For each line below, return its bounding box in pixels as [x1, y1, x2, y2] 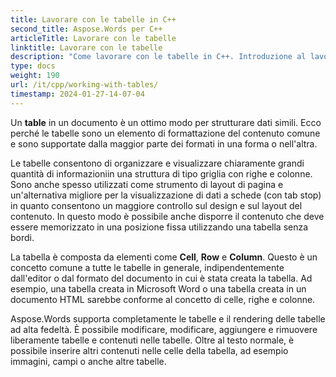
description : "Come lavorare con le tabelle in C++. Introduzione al [10, 52, 307, 62]
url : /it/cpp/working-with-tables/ [10, 80, 159, 90]
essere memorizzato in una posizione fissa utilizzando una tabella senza [10, 221, 309, 233]
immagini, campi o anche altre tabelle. [10, 355, 167, 367]
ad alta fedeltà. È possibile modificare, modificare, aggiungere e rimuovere [10, 323, 318, 335]
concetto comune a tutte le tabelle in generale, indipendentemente [10, 261, 285, 273]
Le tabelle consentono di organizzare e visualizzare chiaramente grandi [10, 157, 305, 169]
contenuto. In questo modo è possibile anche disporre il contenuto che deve [10, 210, 325, 222]
